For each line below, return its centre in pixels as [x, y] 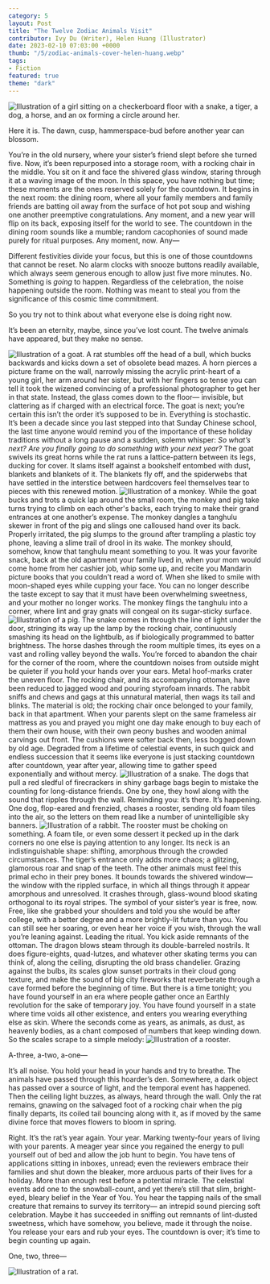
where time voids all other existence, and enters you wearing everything [128, 1013]
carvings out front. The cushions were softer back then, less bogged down [132, 739]
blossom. [23, 139]
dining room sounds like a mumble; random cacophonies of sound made [128, 231]
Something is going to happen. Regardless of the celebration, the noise [126, 281]
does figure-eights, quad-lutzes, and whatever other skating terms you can [133, 954]
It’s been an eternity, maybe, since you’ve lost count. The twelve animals [129, 330]
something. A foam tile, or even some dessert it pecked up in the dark [124, 833]
